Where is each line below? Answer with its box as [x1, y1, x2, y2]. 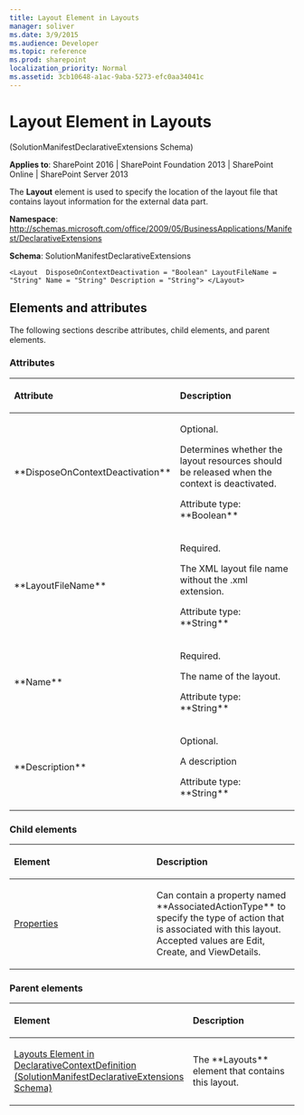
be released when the [179, 465, 272, 478]
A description [179, 755, 237, 768]
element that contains [193, 1065, 285, 1078]
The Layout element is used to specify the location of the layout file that [9, 186, 279, 197]
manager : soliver [9, 22, 75, 31]
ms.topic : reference [9, 47, 88, 56]
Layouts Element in [14, 1048, 95, 1061]
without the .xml [179, 573, 249, 586]
